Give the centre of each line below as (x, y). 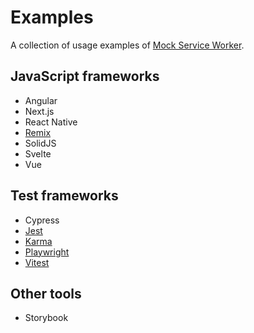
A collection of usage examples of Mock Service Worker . (127, 45)
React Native (51, 122)
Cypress (42, 220)
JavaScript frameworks (85, 76)
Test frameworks (64, 196)
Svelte (38, 153)
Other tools (46, 293)
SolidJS (40, 143)
